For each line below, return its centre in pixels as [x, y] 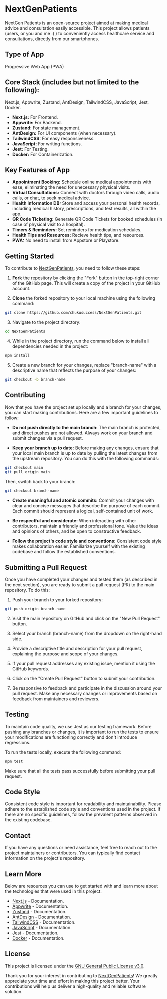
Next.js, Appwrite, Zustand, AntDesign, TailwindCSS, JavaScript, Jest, [77, 102]
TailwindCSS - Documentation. [44, 922]
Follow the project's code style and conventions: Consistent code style [87, 541]
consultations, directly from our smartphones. [52, 39]
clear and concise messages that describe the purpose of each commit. [86, 506]
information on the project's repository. [45, 858]
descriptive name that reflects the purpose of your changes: [74, 370]
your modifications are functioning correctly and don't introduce [71, 737]
